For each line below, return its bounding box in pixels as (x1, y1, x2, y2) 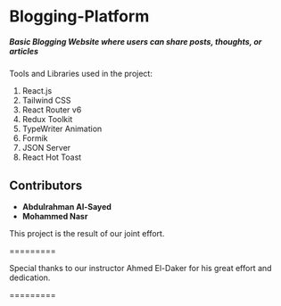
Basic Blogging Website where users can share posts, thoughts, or (9, 36, 262, 46)
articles (9, 45, 38, 56)
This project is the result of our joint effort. (9, 227, 165, 238)
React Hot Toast (21, 152, 82, 162)
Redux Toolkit (21, 114, 73, 125)
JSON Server (21, 143, 71, 153)
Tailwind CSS (21, 95, 71, 106)
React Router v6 (21, 104, 82, 115)
